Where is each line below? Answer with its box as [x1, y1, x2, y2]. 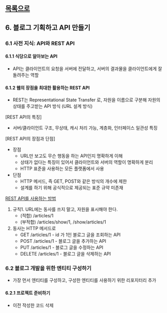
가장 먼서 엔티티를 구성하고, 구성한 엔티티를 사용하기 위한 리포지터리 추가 [12, 277, 156, 283]
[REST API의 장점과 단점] [5, 136, 56, 142]
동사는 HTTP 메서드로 [12, 225, 56, 232]
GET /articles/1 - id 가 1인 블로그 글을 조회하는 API [20, 232, 121, 238]
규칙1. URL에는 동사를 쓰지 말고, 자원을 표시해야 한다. [12, 206, 118, 212]
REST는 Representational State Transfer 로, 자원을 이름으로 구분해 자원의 [12, 97, 161, 103]
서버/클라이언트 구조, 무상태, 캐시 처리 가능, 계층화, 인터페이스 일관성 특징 [12, 125, 158, 131]
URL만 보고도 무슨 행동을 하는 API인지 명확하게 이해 [20, 153, 123, 159]
